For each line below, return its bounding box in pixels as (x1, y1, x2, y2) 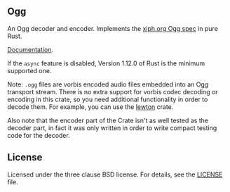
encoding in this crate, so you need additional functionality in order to (7, 95, 208, 103)
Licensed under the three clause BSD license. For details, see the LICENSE (7, 170, 223, 179)
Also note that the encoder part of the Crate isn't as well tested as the (7, 116, 209, 124)
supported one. (7, 66, 52, 75)
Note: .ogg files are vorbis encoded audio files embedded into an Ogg (7, 80, 209, 89)
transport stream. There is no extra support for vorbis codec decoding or (7, 87, 219, 96)
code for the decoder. (7, 131, 70, 139)
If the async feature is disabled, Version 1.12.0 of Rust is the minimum (7, 59, 205, 68)
